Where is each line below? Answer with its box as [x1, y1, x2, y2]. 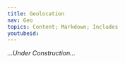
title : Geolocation [7, 10, 65, 17]
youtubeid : [7, 29, 40, 37]
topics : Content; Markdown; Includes [7, 23, 119, 30]
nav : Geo [7, 17, 33, 24]
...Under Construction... [7, 49, 76, 57]
